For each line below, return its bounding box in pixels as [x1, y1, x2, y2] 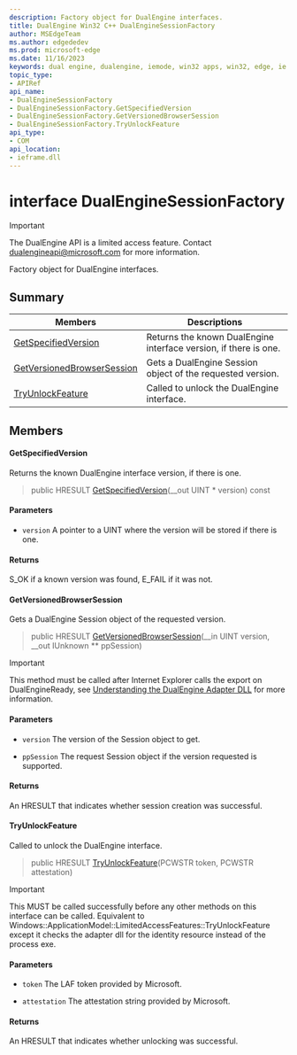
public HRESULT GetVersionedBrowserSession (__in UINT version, [30, 631, 270, 642]
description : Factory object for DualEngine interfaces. [9, 12, 224, 22]
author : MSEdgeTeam [9, 29, 81, 38]
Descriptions [187, 316, 243, 329]
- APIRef [9, 79, 42, 88]
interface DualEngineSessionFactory [9, 191, 286, 211]
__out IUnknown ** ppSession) [30, 640, 143, 651]
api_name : [9, 87, 46, 96]
